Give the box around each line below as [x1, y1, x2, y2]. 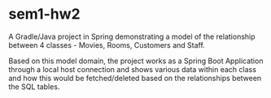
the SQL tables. [8, 82, 60, 92]
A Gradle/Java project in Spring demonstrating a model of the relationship [8, 32, 256, 41]
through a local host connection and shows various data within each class [8, 64, 256, 74]
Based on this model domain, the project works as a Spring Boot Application [8, 56, 264, 66]
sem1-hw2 [8, 5, 81, 23]
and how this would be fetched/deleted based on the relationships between [8, 73, 262, 83]
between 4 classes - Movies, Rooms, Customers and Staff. [8, 40, 205, 49]
